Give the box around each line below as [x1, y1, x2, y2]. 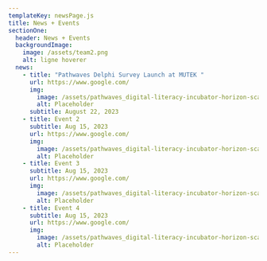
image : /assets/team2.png [22, 49, 109, 56]
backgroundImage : [15, 41, 73, 49]
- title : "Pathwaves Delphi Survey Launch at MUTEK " [22, 71, 204, 79]
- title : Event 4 [22, 204, 80, 212]
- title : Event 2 [22, 115, 80, 123]
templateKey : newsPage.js [8, 11, 94, 20]
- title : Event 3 [22, 160, 80, 168]
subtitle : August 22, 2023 [29, 108, 119, 116]
